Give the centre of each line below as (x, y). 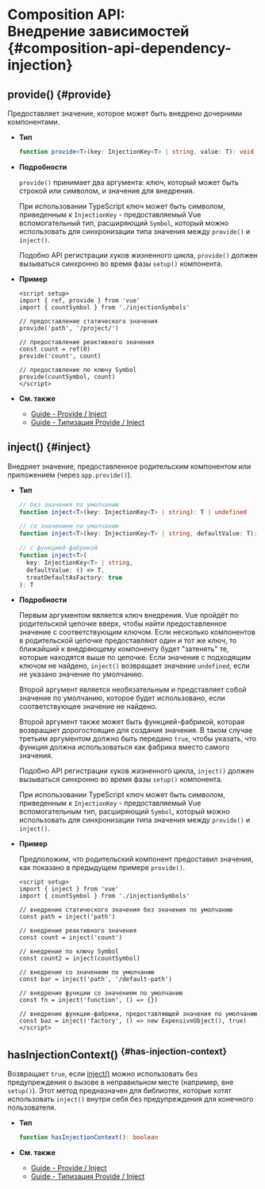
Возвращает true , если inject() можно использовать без (102, 1074)
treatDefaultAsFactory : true (75, 577)
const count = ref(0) (54, 349)
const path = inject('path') (67, 917)
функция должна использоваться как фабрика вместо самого (124, 747)
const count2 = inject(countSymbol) (79, 959)
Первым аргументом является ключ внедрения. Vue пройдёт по (129, 616)
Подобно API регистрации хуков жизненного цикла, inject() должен (136, 771)
